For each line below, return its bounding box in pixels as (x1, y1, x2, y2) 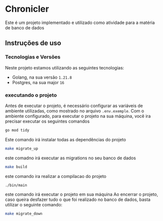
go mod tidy (5, 128, 29, 133)
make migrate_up (5, 146, 38, 151)
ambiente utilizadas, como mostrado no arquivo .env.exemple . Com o (5, 108, 144, 113)
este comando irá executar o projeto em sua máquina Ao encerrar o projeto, (5, 192, 158, 198)
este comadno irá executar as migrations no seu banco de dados (5, 155, 136, 161)
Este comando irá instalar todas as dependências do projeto (5, 136, 126, 142)
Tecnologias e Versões (5, 54, 61, 61)
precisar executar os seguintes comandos (5, 118, 90, 124)
